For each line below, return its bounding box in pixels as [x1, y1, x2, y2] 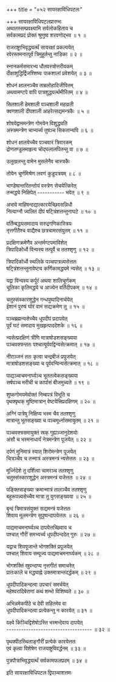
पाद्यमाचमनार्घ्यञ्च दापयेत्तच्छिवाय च [6, 524, 72, 531]
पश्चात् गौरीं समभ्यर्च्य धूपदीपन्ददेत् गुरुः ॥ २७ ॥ [6, 531, 95, 538]
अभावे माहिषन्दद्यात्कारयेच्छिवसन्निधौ [6, 201, 73, 208]
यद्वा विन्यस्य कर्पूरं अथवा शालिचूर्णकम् [6, 277, 76, 284]
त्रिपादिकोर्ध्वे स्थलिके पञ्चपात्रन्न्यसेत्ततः [6, 258, 77, 265]
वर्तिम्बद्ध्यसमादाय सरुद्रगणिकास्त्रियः [6, 220, 73, 227]
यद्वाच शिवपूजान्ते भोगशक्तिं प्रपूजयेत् [6, 543, 73, 550]
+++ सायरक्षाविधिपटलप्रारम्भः [6, 18, 62, 25]
